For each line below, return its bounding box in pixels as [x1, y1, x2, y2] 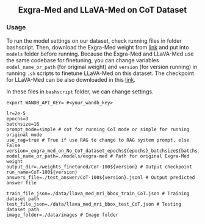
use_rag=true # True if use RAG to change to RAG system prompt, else [6, 137, 190, 143]
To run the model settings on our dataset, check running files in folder [6, 37, 182, 45]
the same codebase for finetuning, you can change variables [6, 56, 159, 63]
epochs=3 [6, 115, 29, 121]
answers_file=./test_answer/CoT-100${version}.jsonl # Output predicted [6, 174, 195, 181]
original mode [6, 131, 43, 138]
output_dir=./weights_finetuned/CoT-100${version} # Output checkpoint [6, 164, 192, 170]
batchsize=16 [6, 121, 40, 127]
